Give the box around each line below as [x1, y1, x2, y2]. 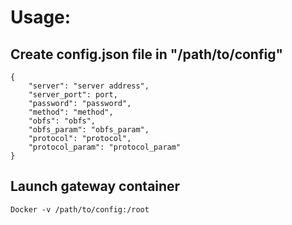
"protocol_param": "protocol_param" [28, 142, 182, 152]
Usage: [10, 6, 72, 29]
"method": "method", [28, 107, 114, 117]
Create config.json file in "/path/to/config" [10, 46, 284, 63]
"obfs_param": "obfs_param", [28, 125, 150, 135]
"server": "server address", [28, 81, 150, 91]
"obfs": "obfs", [28, 116, 97, 126]
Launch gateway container [10, 178, 181, 195]
